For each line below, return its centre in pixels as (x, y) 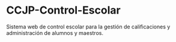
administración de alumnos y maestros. (55, 33)
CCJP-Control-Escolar (64, 10)
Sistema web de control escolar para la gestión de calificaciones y (88, 27)
